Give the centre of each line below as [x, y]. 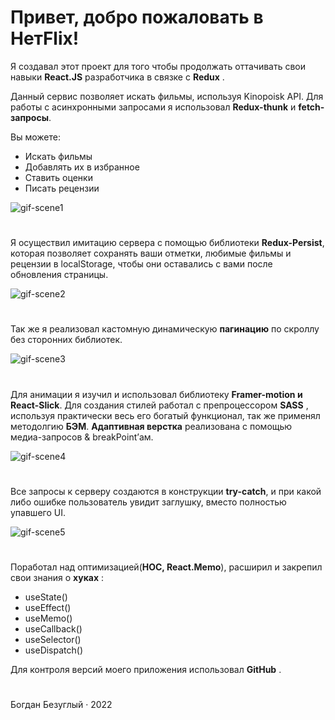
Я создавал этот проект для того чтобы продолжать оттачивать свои [158, 66]
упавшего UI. [38, 512]
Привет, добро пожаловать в [137, 17]
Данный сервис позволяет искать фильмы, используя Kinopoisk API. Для [167, 96]
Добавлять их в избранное [82, 167]
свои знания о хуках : [57, 577]
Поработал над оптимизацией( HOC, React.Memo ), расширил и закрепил [166, 567]
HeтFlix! [45, 38]
